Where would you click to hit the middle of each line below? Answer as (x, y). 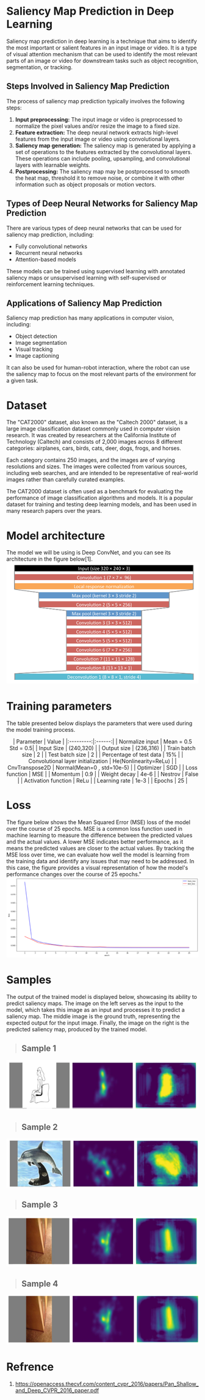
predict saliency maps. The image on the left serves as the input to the (95, 1003)
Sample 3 (39, 1205)
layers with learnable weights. (52, 165)
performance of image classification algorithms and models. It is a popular (100, 498)
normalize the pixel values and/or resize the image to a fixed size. (97, 126)
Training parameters (59, 706)
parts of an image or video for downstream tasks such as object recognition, (103, 61)
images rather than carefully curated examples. (66, 480)
